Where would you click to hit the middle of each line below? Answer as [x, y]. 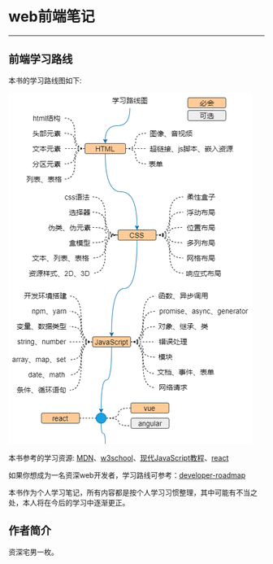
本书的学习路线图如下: [45, 80]
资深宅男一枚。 [33, 552]
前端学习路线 [41, 59]
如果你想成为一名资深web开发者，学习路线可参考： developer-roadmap [127, 475]
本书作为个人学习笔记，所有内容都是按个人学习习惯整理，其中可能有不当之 [133, 492]
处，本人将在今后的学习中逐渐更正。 [69, 502]
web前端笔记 [52, 17]
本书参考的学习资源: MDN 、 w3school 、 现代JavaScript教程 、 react [119, 457]
